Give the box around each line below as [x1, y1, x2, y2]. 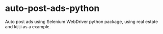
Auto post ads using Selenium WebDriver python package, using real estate [5, 19, 158, 24]
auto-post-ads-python [5, 3, 100, 14]
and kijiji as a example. [5, 23, 51, 29]
